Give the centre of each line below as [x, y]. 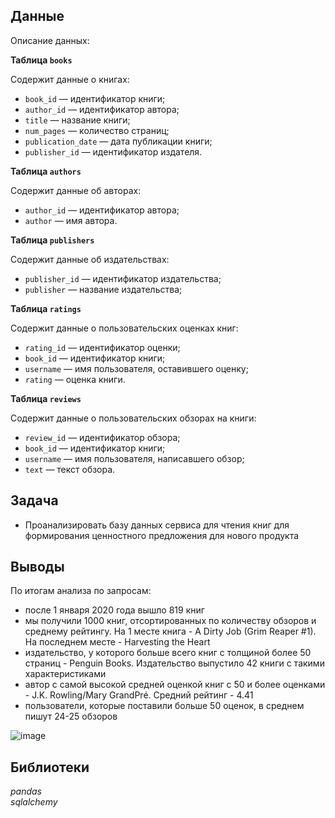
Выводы [37, 567]
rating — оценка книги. [75, 379]
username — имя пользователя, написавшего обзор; [134, 458]
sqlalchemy [34, 802]
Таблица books [41, 60]
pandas [26, 791]
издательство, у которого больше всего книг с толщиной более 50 [168, 653]
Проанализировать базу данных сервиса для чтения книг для [157, 525]
